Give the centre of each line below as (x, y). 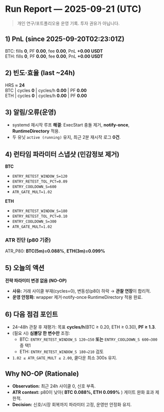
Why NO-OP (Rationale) (42, 373)
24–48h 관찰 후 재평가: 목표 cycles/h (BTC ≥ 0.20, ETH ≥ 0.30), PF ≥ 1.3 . (84, 327)
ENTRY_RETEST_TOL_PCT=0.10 (40, 217)
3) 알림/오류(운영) (31, 112)
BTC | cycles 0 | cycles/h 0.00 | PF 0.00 (46, 90)
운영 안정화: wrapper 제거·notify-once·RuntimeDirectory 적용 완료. (77, 297)
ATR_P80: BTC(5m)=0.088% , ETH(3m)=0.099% (55, 251)
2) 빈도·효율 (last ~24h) (40, 73)
